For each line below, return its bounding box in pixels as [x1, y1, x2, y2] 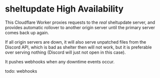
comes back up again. [5, 30, 49, 35]
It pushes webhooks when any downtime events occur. [5, 59, 115, 64]
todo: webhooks [5, 68, 37, 74]
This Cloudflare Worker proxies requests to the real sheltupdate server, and [5, 19, 156, 25]
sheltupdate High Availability [5, 3, 124, 15]
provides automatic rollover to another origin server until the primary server [5, 24, 155, 30]
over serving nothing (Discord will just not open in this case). [5, 49, 126, 55]
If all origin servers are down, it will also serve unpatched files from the [5, 39, 146, 45]
